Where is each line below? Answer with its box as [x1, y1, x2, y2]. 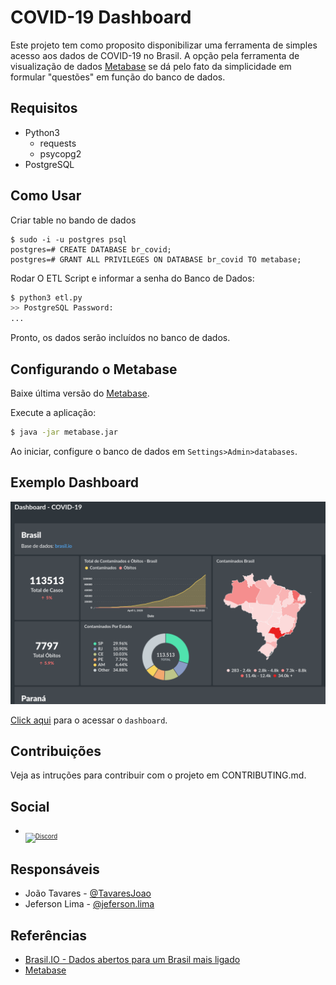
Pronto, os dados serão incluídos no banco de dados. [10, 332, 231, 344]
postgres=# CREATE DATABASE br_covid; [10, 244, 172, 255]
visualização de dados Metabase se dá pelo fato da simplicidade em [10, 60, 292, 72]
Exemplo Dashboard [10, 474, 139, 491]
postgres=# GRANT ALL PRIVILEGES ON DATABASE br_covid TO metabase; [10, 254, 302, 265]
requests [39, 137, 77, 149]
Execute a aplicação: [10, 407, 97, 418]
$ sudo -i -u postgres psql [10, 234, 128, 245]
